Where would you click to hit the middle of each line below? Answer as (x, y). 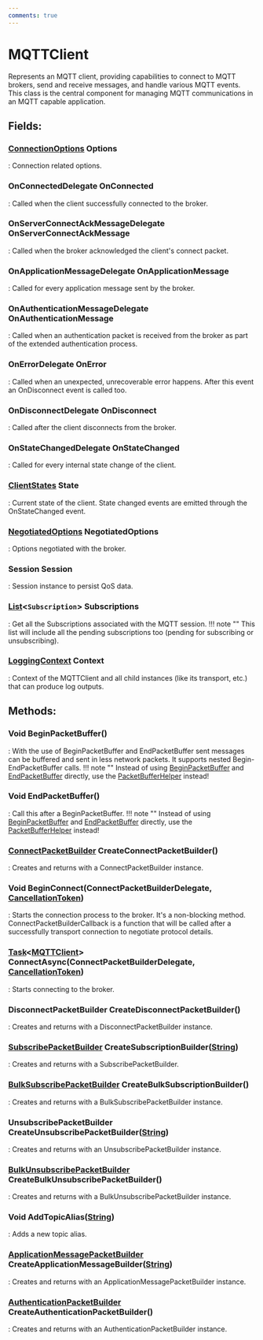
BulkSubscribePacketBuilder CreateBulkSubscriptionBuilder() (129, 1085)
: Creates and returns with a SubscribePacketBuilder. (93, 1064)
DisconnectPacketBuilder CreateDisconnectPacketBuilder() (124, 1009)
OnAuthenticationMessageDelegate (79, 309)
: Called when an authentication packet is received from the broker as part (128, 336)
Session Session (40, 569)
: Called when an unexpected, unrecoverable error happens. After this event (131, 381)
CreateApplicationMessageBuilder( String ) (90, 1264)
